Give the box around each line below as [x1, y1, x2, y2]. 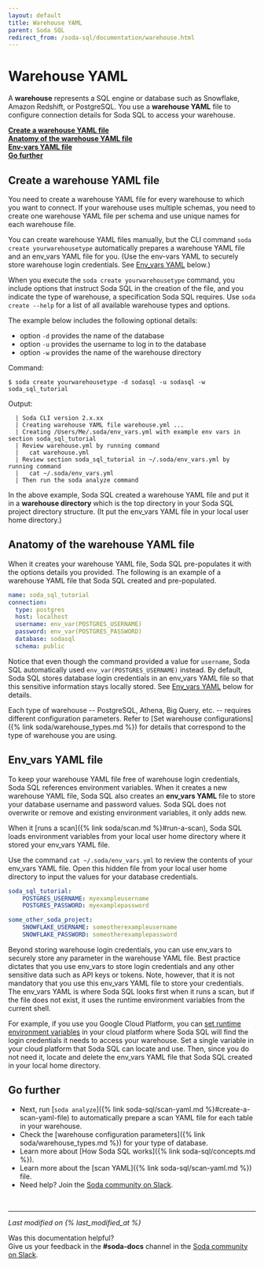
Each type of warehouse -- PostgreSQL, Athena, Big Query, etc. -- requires [8, 705, 251, 714]
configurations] [203, 714, 254, 723]
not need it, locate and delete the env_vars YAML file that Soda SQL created [8, 1052, 253, 1061]
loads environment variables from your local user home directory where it [8, 831, 246, 840]
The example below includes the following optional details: [8, 316, 198, 325]
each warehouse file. [8, 220, 76, 229]
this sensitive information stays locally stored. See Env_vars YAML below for [8, 681, 254, 691]
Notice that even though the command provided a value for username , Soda [8, 656, 250, 666]
